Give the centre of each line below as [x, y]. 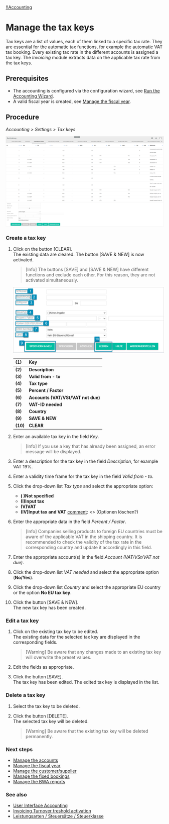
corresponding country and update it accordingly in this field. [89, 548]
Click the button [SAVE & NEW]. [46, 602]
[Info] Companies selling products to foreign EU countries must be [94, 532]
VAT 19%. [23, 467]
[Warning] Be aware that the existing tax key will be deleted [87, 731]
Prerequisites [27, 79]
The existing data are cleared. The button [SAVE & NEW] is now [78, 254]
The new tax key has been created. [49, 608]
